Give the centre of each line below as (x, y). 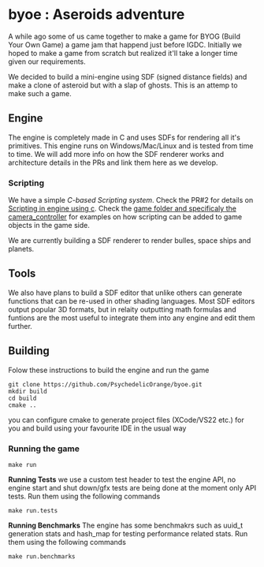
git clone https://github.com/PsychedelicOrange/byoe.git (105, 384)
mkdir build (28, 391)
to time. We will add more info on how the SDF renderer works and (116, 154)
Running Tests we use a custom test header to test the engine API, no (122, 479)
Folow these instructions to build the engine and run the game (109, 370)
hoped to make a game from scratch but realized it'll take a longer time (123, 53)
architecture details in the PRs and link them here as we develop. (113, 162)
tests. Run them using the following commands (84, 496)
